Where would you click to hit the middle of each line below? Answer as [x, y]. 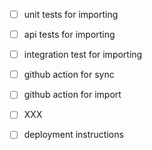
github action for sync [69, 75]
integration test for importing [83, 55]
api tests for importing [69, 35]
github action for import [72, 95]
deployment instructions [73, 135]
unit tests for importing [71, 14]
